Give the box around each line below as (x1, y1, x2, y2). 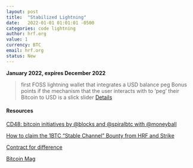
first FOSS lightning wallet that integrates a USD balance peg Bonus (20, 81, 188, 88)
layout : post (6, 8, 39, 15)
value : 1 (6, 36, 28, 42)
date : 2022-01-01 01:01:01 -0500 (6, 20, 95, 26)
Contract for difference (6, 144, 63, 151)
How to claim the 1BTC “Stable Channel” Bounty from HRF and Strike (6, 132, 175, 139)
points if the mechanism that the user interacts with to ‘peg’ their (20, 87, 180, 94)
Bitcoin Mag (6, 155, 36, 162)
